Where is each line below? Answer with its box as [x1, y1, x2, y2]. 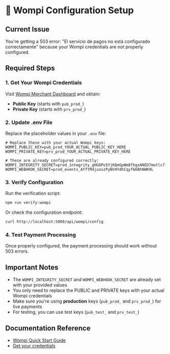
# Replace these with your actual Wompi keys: [5, 140, 106, 145]
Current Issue [5, 25, 50, 34]
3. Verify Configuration [5, 178, 64, 185]
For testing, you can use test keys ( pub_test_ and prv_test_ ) [12, 309, 139, 315]
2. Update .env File [5, 119, 52, 126]
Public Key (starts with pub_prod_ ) [12, 100, 84, 106]
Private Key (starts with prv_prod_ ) [12, 106, 86, 112]
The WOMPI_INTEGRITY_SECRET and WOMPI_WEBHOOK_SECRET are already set [12, 277, 161, 283]
